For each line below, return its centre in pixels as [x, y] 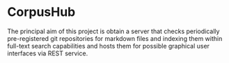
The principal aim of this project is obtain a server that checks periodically [113, 31]
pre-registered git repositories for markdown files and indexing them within [115, 38]
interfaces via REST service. [48, 53]
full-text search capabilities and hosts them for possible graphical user [109, 46]
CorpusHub [41, 12]
